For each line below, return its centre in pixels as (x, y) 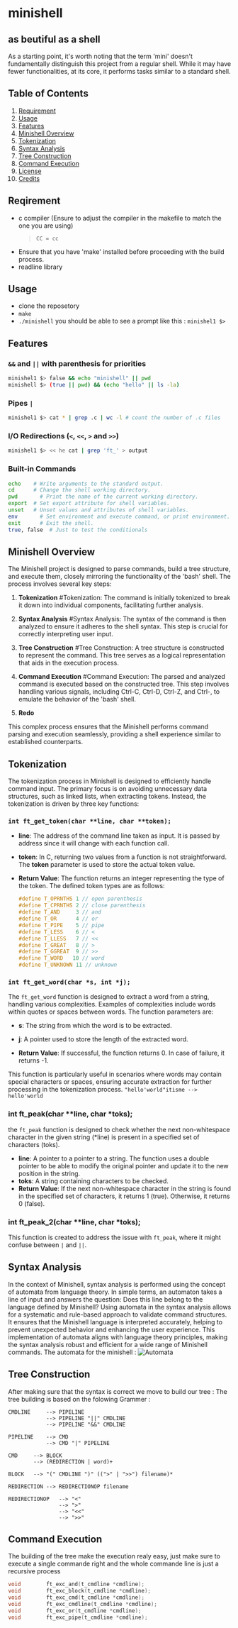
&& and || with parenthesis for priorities (77, 363)
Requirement (37, 111)
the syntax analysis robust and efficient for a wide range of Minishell (108, 1344)
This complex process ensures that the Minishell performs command (108, 727)
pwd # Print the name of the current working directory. (103, 497)
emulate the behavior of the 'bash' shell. (77, 699)
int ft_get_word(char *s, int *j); (69, 982)
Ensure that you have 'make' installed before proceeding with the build (121, 251)
